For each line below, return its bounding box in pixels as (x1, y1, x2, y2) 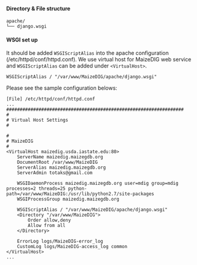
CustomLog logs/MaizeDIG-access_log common (17, 244, 128, 250)
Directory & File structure (6, 5, 71, 12)
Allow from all (28, 223, 66, 229)
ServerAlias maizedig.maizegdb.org (17, 164, 106, 171)
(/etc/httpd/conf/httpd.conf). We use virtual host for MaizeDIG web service (6, 56, 192, 63)
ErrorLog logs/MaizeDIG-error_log (17, 238, 103, 245)
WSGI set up (6, 36, 38, 43)
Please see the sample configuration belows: (6, 84, 118, 92)
